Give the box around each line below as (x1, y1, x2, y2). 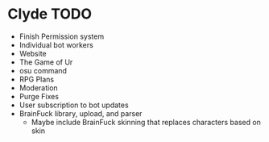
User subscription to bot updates (19, 100, 130, 110)
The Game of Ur (19, 57, 73, 67)
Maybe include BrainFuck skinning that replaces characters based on (31, 117, 261, 127)
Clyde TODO (7, 5, 93, 23)
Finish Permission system (19, 31, 105, 41)
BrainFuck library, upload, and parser (19, 108, 143, 118)
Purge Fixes (19, 91, 60, 101)
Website (19, 48, 48, 58)
